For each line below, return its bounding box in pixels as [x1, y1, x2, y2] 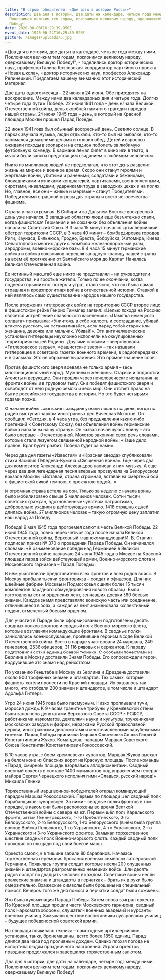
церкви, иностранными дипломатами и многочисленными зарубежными [5, 726, 160, 732]
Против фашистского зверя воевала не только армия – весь [5, 364, 132, 370]
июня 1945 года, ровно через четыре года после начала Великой [5, 529, 143, 535]
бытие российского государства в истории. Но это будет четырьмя [5, 391, 148, 397]
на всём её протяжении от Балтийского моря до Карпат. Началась [5, 256, 147, 262]
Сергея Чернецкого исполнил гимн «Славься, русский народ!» [22, 773, 157, 779]
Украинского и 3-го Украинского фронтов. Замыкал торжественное [5, 830, 149, 836]
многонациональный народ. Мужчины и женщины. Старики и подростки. [5, 369, 161, 375]
